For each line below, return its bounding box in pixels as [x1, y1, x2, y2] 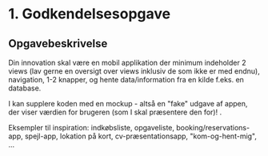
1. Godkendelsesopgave [8, 5, 170, 23]
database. [8, 83, 42, 93]
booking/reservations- [175, 123, 250, 132]
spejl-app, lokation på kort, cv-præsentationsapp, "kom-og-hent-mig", [24, 131, 258, 141]
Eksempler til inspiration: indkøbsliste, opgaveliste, [8, 123, 174, 132]
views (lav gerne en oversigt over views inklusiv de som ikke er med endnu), [8, 66, 260, 76]
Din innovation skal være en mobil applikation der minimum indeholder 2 [8, 58, 246, 67]
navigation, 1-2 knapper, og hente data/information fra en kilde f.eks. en [8, 75, 244, 84]
